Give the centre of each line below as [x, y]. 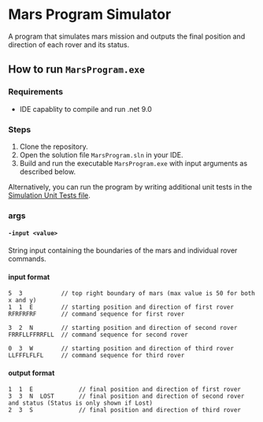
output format [31, 372]
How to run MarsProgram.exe [77, 70]
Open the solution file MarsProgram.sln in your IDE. [101, 154]
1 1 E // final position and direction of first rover [125, 390]
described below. [48, 172]
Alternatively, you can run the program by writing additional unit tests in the [130, 187]
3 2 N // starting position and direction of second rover [123, 328]
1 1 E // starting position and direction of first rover [121, 307]
